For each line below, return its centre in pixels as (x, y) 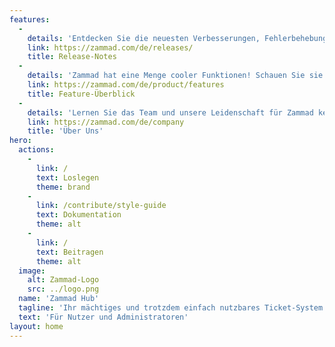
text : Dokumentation (78, 215)
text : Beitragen (69, 252)
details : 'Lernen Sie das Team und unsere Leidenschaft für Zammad (170, 112)
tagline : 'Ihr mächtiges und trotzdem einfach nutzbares (139, 308)
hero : (20, 141)
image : (32, 271)
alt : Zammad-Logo (63, 280)
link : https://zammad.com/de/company (106, 122)
